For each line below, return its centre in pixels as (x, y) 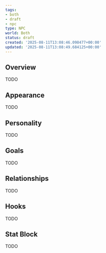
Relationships (27, 179)
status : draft (20, 38)
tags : (11, 10)
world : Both (17, 33)
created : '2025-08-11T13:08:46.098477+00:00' (53, 43)
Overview (21, 67)
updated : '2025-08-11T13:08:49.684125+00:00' (53, 47)
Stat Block (21, 234)
